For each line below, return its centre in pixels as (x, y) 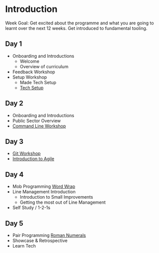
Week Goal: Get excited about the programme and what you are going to (79, 23)
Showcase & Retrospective (40, 241)
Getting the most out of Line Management (63, 202)
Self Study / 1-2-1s (31, 208)
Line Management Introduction (44, 192)
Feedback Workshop (34, 72)
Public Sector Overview (37, 121)
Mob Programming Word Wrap (44, 187)
